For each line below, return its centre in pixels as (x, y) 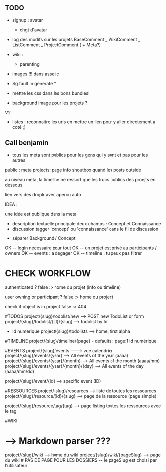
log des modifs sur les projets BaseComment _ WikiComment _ (76, 39)
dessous (14, 185)
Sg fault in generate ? (34, 83)
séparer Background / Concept (44, 238)
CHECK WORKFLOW (48, 273)
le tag (11, 411)
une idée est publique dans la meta (41, 214)
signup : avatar (28, 20)
